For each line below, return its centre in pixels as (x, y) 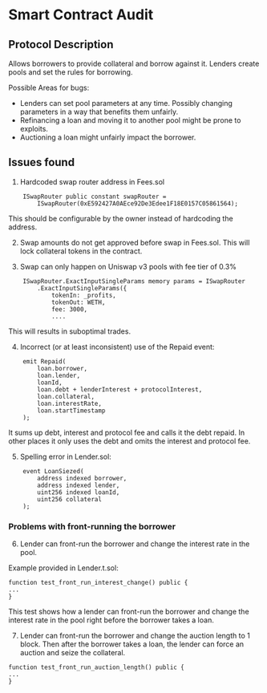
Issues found (41, 162)
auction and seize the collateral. (73, 653)
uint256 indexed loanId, (79, 492)
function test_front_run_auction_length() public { (96, 667)
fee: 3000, (69, 309)
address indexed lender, (79, 485)
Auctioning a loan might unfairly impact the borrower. (108, 137)
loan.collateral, (66, 396)
